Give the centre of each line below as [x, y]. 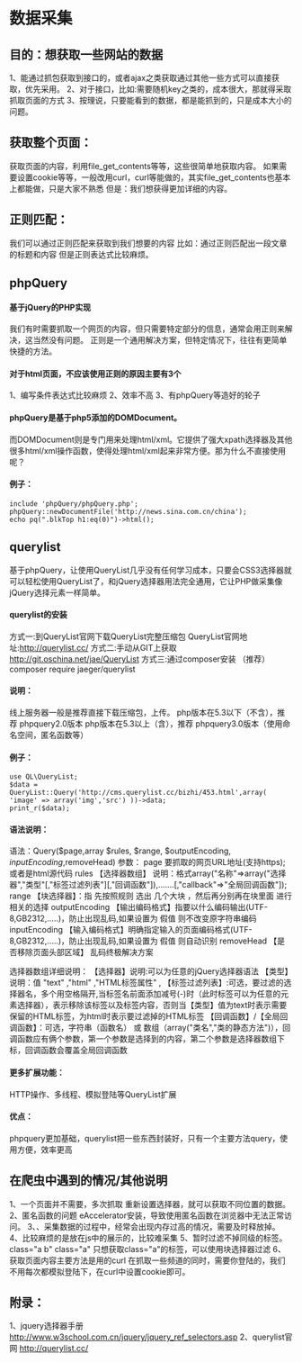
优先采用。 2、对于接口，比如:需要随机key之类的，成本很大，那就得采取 [158, 89]
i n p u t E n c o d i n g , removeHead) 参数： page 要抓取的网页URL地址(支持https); [147, 862]
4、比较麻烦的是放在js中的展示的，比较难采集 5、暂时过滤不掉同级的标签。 [148, 1238]
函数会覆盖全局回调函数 [84, 1051]
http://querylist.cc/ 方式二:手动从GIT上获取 [98, 647]
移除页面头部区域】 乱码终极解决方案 [85, 952]
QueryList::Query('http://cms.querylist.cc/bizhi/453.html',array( [138, 793]
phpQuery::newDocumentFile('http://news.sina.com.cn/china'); [128, 511]
